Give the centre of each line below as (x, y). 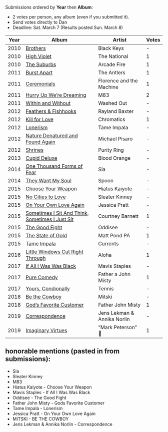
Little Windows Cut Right (54, 252)
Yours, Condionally (48, 288)
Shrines (35, 150)
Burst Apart (39, 73)
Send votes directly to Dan (40, 22)
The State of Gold (46, 235)
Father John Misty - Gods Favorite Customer (58, 403)
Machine (108, 87)
